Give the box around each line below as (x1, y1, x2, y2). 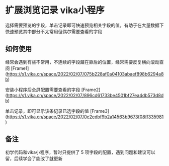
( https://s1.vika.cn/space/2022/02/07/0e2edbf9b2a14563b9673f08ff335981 (5, 114, 164, 120)
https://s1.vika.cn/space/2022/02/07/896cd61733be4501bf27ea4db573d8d (7, 92, 164, 98)
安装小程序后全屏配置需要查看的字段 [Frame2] (5, 87, 101, 93)
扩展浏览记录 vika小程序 (5, 5, 105, 16)
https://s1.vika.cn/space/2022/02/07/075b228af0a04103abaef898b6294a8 (7, 71, 164, 77)
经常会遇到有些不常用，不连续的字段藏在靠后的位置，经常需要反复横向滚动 (5, 59, 159, 65)
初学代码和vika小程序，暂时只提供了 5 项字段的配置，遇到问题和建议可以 (5, 149, 155, 155)
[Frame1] (11, 65, 29, 71)
